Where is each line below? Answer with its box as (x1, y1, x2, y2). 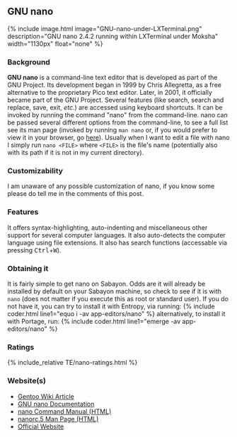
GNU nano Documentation (17, 400, 95, 408)
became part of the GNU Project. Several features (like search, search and (7, 95, 224, 105)
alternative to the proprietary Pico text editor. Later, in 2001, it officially (7, 88, 212, 97)
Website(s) (7, 376, 46, 386)
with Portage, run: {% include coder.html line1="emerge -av (7, 317, 181, 325)
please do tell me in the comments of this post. (7, 190, 144, 198)
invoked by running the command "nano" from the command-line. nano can (7, 111, 228, 120)
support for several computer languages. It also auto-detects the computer (7, 231, 226, 239)
